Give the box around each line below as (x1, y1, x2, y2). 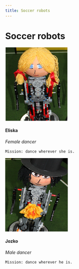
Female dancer (5, 139, 36, 145)
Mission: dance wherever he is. (5, 259, 72, 264)
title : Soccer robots (5, 8, 50, 13)
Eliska (5, 127, 18, 133)
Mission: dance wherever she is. (5, 149, 75, 154)
